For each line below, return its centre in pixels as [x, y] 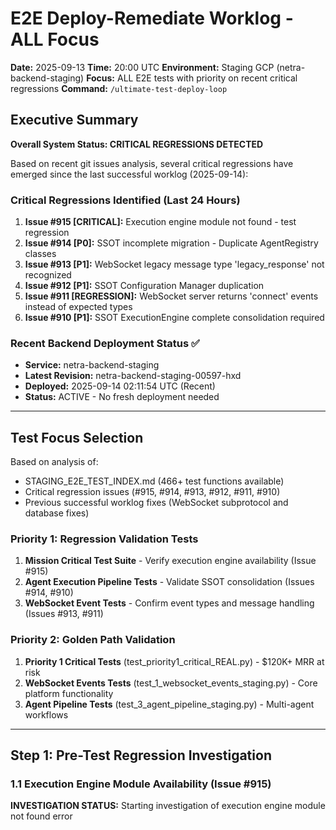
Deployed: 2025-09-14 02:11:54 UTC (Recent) [120, 386]
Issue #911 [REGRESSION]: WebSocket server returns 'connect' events [171, 296]
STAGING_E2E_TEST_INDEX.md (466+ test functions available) [154, 481]
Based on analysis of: [54, 462]
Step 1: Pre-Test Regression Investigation [141, 755]
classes [40, 254]
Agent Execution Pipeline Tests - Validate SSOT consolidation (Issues [169, 582]
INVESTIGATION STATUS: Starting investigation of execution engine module [168, 806]
